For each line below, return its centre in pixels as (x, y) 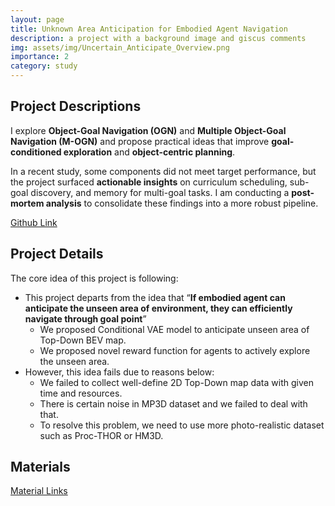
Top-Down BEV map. (83, 340)
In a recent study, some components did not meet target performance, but (163, 171)
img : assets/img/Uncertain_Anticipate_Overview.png (120, 47)
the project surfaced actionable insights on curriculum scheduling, (149, 182)
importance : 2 (40, 57)
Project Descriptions (76, 106)
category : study (44, 66)
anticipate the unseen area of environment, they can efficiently (158, 308)
